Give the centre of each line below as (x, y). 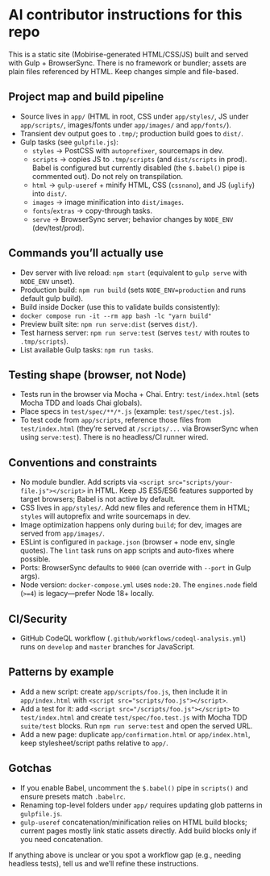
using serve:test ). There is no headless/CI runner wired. (114, 437)
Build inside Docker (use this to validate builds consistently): (120, 307)
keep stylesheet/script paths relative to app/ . (94, 743)
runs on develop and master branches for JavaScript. (107, 647)
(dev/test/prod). (58, 227)
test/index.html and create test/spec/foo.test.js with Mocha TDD (133, 717)
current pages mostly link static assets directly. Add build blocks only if (138, 830)
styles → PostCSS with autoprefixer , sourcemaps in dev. (128, 150)
